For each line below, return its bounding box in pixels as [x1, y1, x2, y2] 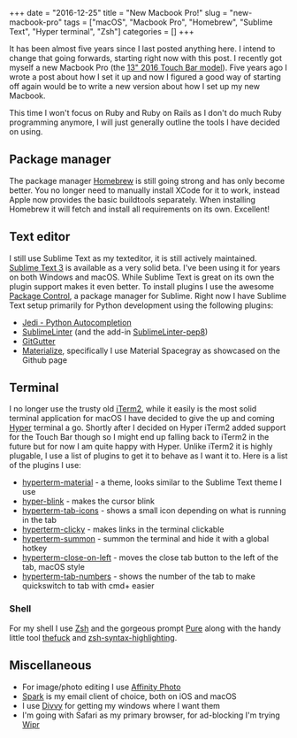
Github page [21, 354, 68, 365]
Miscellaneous [9, 658, 92, 673]
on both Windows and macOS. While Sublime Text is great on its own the [9, 272, 275, 282]
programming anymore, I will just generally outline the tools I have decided [9, 117, 280, 127]
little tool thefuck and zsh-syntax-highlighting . [9, 632, 178, 642]
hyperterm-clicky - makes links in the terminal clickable [21, 524, 225, 534]
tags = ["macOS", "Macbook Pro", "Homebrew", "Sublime [64, 17, 273, 27]
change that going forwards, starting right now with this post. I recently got [9, 53, 283, 63]
